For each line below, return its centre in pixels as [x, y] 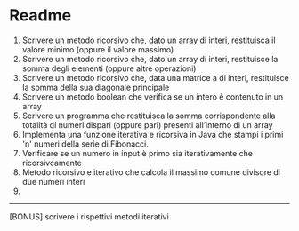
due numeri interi [53, 181]
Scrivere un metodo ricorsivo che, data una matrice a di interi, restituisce [155, 77]
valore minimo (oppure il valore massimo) [98, 49]
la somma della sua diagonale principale [96, 87]
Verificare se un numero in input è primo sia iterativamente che [137, 153]
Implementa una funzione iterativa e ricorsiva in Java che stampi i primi [153, 134]
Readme [40, 16]
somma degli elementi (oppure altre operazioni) [109, 68]
